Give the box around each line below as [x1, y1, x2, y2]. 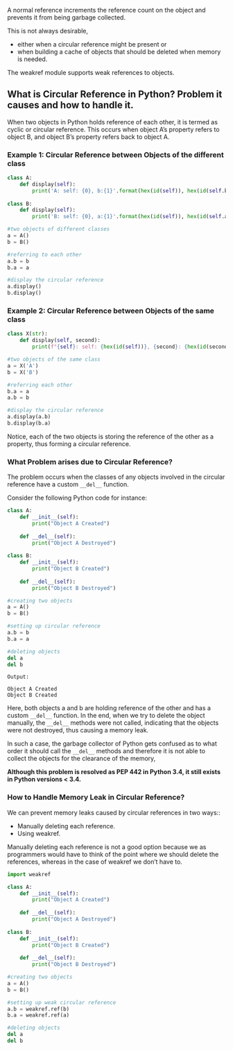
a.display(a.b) [7, 413, 51, 420]
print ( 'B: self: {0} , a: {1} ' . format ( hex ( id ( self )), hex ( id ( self [32, 213, 222, 220]
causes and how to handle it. [7, 99, 134, 111]
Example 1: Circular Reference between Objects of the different [7, 149, 224, 159]
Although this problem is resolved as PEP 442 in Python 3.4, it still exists [7, 768, 221, 776]
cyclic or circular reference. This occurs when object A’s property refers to [7, 125, 220, 133]
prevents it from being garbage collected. [7, 13, 126, 22]
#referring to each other [7, 251, 82, 258]
